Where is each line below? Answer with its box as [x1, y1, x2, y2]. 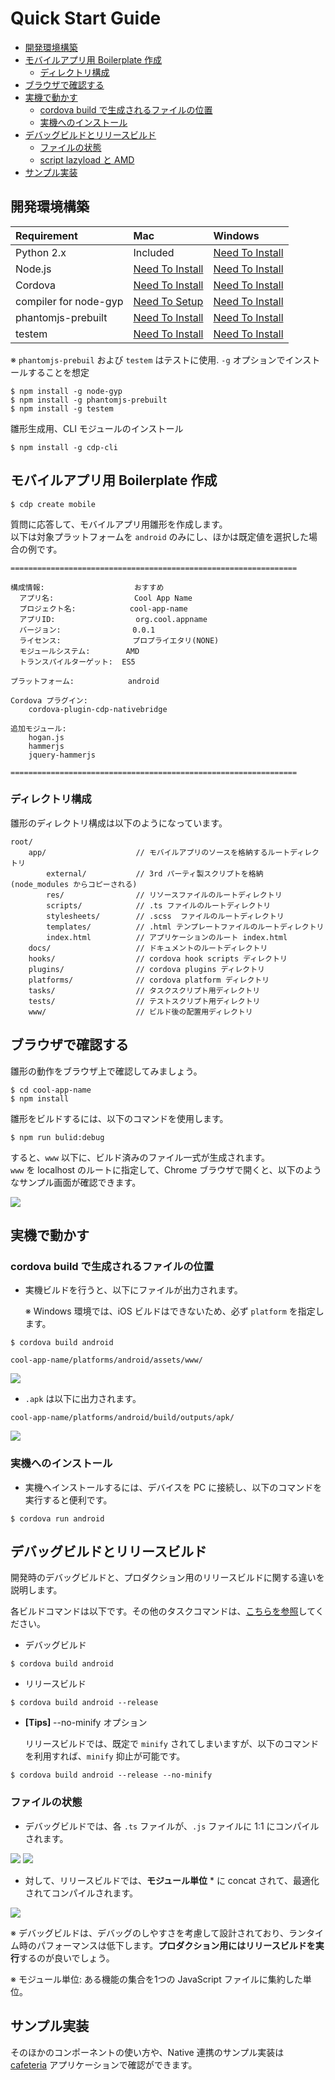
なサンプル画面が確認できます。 [10, 1176, 142, 1188]
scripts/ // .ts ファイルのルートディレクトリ [46, 900, 272, 911]
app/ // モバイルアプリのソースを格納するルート [28, 847, 291, 857]
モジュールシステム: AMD [19, 646, 140, 656]
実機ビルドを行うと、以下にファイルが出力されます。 [24, 1284, 243, 1296]
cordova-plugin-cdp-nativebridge [28, 704, 168, 714]
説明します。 [10, 1584, 63, 1596]
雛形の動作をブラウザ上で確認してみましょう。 [10, 1065, 203, 1077]
